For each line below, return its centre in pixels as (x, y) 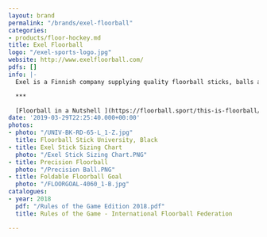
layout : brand (32, 15)
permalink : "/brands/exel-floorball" (71, 23)
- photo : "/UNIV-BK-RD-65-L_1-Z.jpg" (71, 133)
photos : (21, 125)
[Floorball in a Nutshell (58, 111)
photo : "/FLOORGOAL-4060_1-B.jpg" (72, 184)
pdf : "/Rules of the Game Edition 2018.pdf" (90, 206)
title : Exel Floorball (46, 45)
